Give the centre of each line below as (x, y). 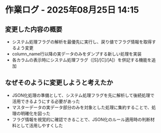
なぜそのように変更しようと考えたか (59, 83)
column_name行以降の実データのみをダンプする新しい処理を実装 (77, 54)
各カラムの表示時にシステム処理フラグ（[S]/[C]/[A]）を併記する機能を (82, 60)
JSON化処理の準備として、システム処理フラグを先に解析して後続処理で (83, 95)
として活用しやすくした (40, 125)
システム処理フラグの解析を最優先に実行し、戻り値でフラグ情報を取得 (82, 42)
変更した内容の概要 (34, 29)
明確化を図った (36, 113)
